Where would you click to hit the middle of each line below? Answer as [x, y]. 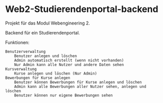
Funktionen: [17, 42]
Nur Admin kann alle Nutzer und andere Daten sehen [69, 64]
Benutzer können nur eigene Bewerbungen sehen [63, 95]
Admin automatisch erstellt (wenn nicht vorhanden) [69, 60]
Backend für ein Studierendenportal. [42, 32]
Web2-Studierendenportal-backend [82, 9]
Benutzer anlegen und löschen [46, 56]
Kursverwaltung [21, 69]
